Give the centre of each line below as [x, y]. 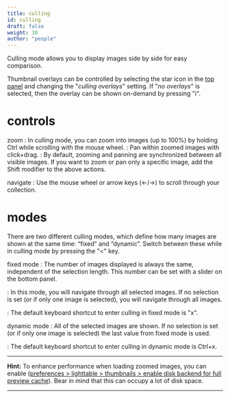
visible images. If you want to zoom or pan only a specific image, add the [110, 162]
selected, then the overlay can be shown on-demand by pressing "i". [104, 94]
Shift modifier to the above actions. [56, 169]
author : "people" [32, 39]
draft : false [26, 26]
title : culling [29, 13]
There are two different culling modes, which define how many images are [112, 236]
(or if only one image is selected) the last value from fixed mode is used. [109, 333]
